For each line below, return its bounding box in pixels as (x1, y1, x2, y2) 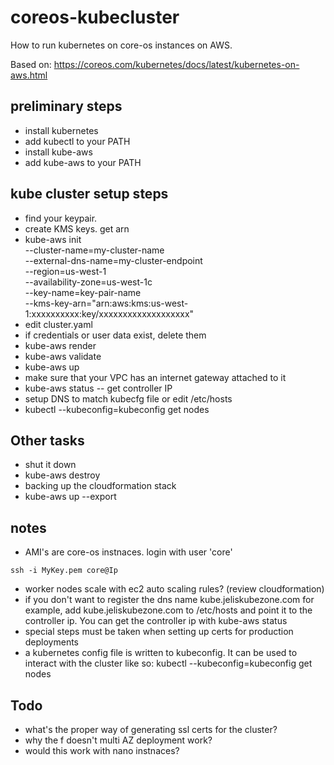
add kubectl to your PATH (24, 135, 131, 147)
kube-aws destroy (24, 469, 101, 481)
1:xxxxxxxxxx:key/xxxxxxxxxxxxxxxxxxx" (24, 307, 195, 320)
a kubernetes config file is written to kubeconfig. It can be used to (24, 647, 298, 659)
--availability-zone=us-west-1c (24, 276, 153, 288)
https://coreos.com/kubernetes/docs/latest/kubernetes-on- (53, 58, 300, 70)
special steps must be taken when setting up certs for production (24, 626, 294, 638)
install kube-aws (24, 146, 93, 158)
